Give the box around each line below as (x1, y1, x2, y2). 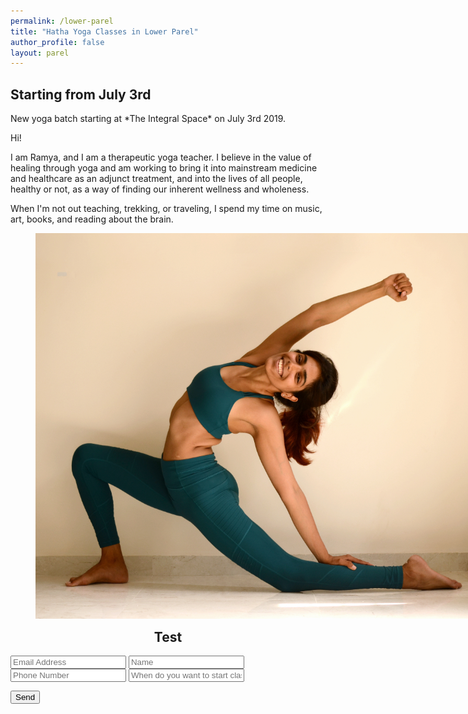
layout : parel (10, 48, 70, 58)
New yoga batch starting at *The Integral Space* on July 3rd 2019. (10, 113, 287, 125)
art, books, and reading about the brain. (10, 213, 174, 225)
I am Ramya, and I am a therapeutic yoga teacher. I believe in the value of (10, 151, 312, 164)
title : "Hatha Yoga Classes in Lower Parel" (10, 26, 199, 37)
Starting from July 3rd (10, 86, 152, 103)
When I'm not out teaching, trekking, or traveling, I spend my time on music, (10, 203, 323, 215)
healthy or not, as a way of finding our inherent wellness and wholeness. (10, 183, 310, 195)
